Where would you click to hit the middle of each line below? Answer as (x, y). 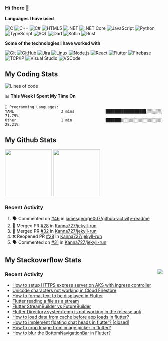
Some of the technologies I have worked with (53, 43)
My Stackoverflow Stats (43, 260)
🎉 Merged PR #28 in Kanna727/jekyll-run (54, 226)
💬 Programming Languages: (32, 107)
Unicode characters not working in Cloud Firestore (64, 290)
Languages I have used (30, 19)
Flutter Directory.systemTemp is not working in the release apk (77, 311)
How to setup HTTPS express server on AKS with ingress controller (82, 285)
